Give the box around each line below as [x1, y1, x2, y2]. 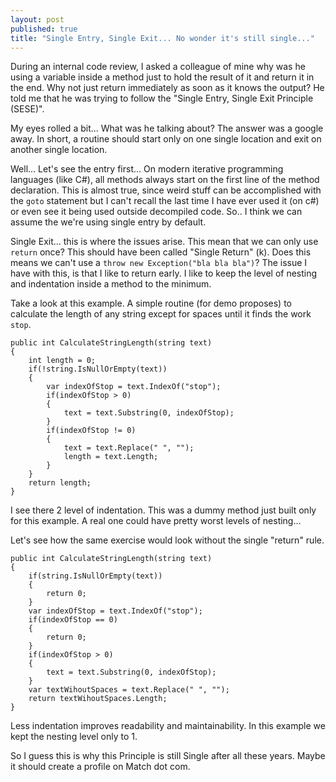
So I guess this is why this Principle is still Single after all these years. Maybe [10, 750, 326, 762]
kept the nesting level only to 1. [10, 731, 138, 743]
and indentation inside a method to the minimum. [10, 278, 212, 290]
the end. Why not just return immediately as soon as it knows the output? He [10, 82, 325, 94]
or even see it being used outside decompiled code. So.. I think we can [10, 206, 303, 218]
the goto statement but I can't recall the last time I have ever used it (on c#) [10, 195, 320, 207]
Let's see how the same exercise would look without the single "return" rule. [10, 534, 325, 546]
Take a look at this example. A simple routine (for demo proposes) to [10, 297, 292, 310]
